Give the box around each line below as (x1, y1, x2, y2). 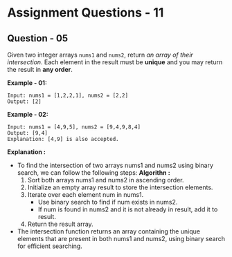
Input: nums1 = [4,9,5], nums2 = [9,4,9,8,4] (7, 124, 141, 131)
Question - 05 (7, 32, 68, 44)
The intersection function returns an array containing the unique (17, 227, 201, 236)
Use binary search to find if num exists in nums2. (37, 198, 178, 206)
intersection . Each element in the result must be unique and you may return (7, 58, 223, 66)
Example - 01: (7, 79, 47, 87)
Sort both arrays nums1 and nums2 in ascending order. (27, 176, 185, 184)
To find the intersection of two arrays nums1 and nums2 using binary (17, 161, 213, 169)
